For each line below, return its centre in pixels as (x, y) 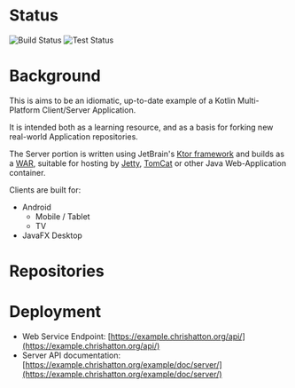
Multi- (248, 100)
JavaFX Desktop (52, 235)
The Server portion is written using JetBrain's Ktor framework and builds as (147, 154)
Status (34, 16)
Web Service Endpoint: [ (66, 337)
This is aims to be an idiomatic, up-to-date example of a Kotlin (123, 100)
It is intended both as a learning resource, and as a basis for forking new (141, 127)
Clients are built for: (45, 190)
